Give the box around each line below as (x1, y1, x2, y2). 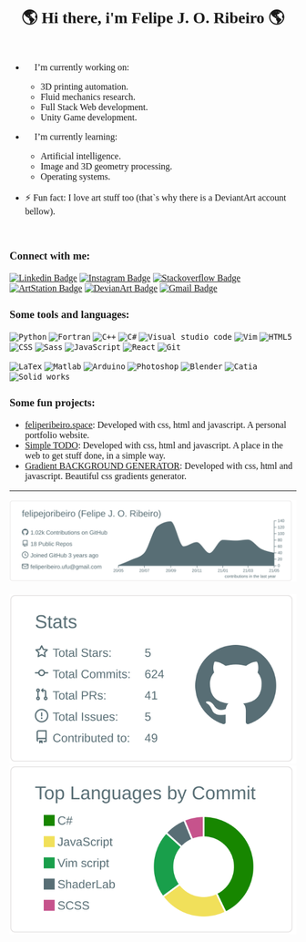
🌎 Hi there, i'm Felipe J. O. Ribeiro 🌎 (21, 8, 285, 27)
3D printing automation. (40, 81, 129, 92)
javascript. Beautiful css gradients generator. (25, 470, 187, 481)
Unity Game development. (40, 111, 138, 123)
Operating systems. (40, 170, 111, 182)
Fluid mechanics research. (40, 91, 136, 102)
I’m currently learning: (34, 131, 118, 142)
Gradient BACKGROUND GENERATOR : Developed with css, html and (25, 460, 293, 471)
